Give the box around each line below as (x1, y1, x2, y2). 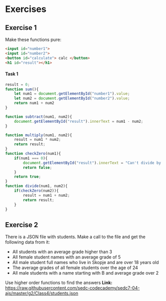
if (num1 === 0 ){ (14, 156, 48, 161)
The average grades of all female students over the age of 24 (12, 265, 138, 271)
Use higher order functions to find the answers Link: (5, 280, 113, 286)
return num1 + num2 (14, 101, 55, 106)
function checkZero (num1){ (5, 151, 61, 156)
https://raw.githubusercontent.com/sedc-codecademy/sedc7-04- (5, 285, 140, 291)
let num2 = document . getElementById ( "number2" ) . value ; (14, 96, 130, 101)
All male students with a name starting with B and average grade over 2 (12, 270, 159, 276)
